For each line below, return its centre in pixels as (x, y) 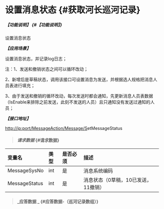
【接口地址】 (18, 119)
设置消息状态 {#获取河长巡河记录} (73, 10)
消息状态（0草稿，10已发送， (118, 180)
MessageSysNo (26, 170)
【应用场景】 (18, 48)
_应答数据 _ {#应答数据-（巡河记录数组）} (58, 201)
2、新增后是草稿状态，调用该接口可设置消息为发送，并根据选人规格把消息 (79, 80)
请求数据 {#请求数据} (38, 140)
